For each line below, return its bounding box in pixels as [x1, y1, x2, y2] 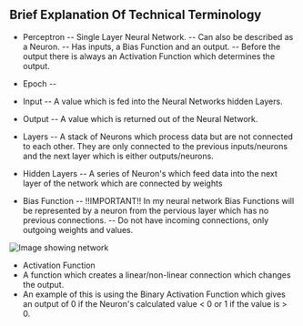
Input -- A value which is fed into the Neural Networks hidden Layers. [22, 96, 284, 107]
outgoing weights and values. [22, 224, 134, 235]
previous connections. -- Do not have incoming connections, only [22, 214, 269, 226]
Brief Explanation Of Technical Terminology [9, 7, 262, 23]
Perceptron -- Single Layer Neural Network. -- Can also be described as [22, 31, 294, 42]
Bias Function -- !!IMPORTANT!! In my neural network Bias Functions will [22, 195, 295, 206]
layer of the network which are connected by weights [22, 178, 223, 188]
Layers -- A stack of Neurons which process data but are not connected [22, 131, 294, 142]
